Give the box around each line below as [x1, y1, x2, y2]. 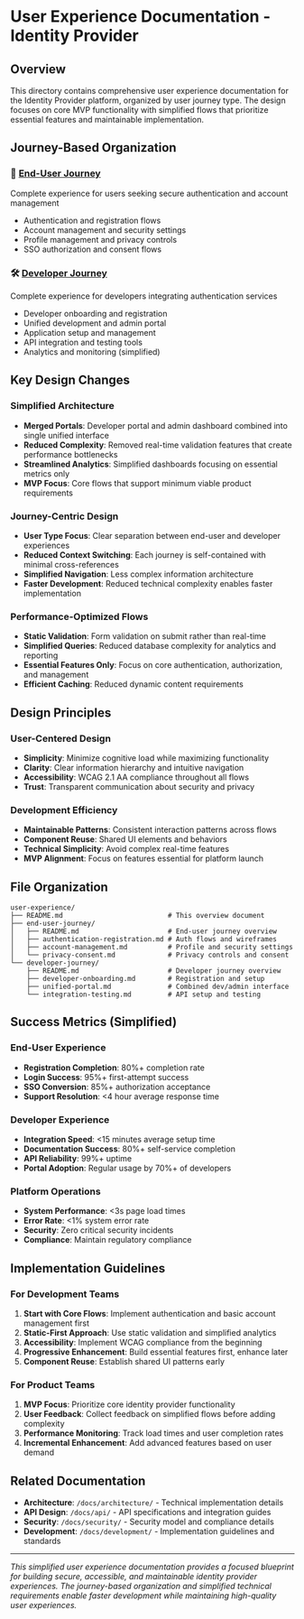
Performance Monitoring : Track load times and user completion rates [23, 1428, 284, 1439]
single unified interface [23, 430, 109, 440]
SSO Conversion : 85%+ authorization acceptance [23, 1081, 211, 1092]
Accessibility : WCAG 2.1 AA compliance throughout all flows [23, 772, 250, 782]
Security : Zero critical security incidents [23, 1225, 174, 1235]
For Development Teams [10, 1288, 120, 1300]
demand [23, 1447, 55, 1458]
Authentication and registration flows [23, 215, 161, 226]
